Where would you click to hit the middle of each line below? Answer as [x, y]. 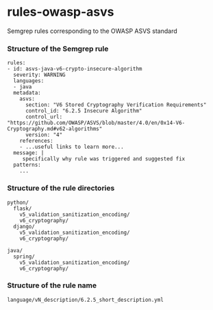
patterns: [27, 165]
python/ [18, 202]
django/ [24, 226]
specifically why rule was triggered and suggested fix [104, 159]
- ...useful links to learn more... [72, 147]
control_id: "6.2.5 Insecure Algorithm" [84, 111]
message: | [29, 153]
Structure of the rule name [52, 285]
